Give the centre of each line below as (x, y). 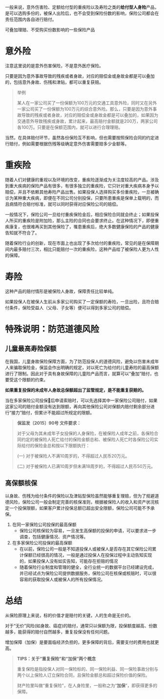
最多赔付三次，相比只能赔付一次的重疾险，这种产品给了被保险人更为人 (84, 249)
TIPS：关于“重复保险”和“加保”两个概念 (56, 659)
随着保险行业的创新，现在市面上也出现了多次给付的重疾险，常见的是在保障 (80, 243)
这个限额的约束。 (31, 379)
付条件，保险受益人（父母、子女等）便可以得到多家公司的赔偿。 (69, 308)
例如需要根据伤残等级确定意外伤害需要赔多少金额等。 (75, 143)
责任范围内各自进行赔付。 (31, 19)
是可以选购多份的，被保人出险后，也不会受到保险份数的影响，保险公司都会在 (82, 13)
